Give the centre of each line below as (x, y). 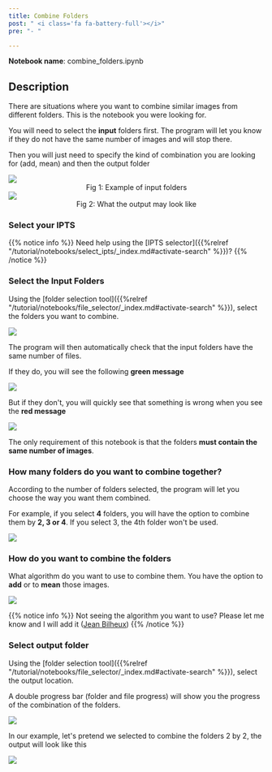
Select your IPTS (42, 226)
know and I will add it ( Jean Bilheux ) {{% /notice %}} (97, 624)
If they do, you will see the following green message (96, 371)
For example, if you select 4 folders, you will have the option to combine (129, 514)
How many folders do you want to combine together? (115, 472)
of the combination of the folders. (65, 705)
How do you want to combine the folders (90, 559)
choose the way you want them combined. (80, 498)
